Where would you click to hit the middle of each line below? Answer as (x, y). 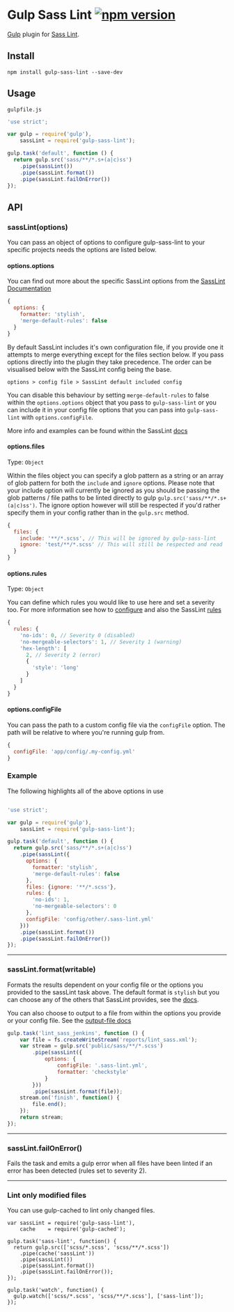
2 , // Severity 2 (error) (63, 655)
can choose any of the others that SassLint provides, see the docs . (103, 999)
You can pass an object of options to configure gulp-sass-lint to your (106, 242)
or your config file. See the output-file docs (69, 1020)
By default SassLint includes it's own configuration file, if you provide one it (116, 347)
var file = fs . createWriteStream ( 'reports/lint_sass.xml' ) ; (109, 1040)
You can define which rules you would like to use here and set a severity (111, 602)
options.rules (27, 573)
